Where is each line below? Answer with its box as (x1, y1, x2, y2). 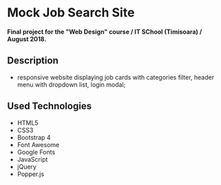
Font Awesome (17, 140, 60, 149)
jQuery (17, 162, 36, 171)
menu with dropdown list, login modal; (17, 80, 126, 89)
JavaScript (17, 155, 48, 163)
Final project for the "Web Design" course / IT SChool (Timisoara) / (7, 28, 202, 36)
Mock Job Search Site (7, 5, 135, 21)
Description (7, 55, 59, 67)
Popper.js (17, 170, 45, 178)
